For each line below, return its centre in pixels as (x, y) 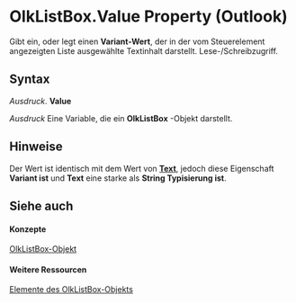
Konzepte (28, 229)
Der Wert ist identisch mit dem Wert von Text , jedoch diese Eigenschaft (142, 168)
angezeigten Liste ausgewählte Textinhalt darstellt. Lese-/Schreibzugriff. (144, 50)
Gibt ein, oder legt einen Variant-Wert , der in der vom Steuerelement (137, 41)
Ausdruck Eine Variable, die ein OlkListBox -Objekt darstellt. (121, 118)
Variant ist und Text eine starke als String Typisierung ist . (118, 178)
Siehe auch (41, 205)
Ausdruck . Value (40, 101)
